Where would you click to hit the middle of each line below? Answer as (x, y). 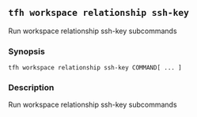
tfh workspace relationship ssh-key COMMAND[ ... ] (95, 68)
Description (31, 88)
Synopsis (27, 51)
